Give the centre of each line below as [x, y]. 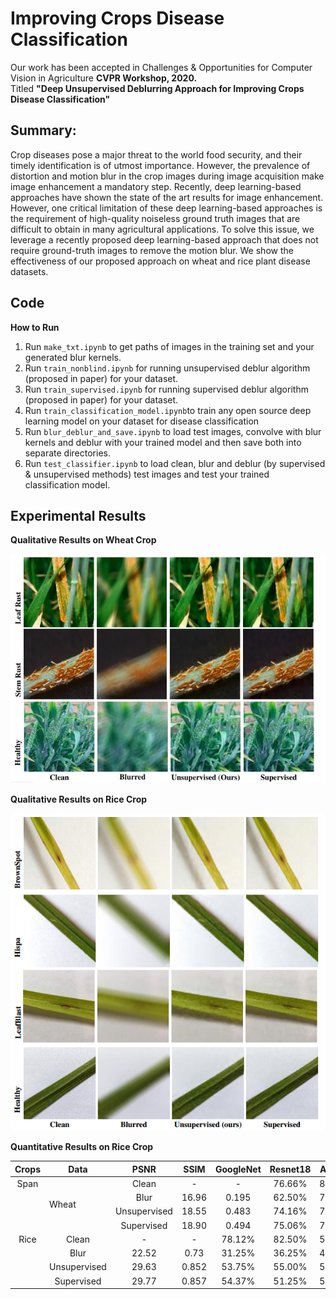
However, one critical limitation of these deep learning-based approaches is [166, 208]
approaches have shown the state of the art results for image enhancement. [167, 197]
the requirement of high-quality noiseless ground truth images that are [155, 218]
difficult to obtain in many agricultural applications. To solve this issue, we [162, 229]
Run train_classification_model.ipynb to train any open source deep [168, 410]
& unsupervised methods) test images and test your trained [147, 474]
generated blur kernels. [73, 357]
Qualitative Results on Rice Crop [79, 799]
